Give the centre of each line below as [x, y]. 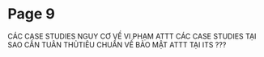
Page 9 [32, 14]
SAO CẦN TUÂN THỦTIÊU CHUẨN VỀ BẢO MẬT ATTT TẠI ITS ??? [117, 44]
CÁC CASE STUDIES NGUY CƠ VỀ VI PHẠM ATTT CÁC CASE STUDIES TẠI [132, 36]
